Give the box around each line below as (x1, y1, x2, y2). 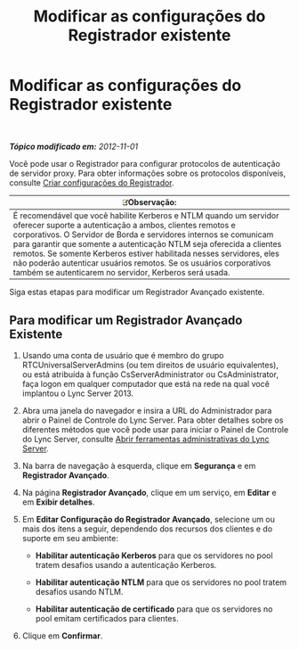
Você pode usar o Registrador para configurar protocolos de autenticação (9, 158, 280, 169)
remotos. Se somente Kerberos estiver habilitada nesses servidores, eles (12, 248, 280, 259)
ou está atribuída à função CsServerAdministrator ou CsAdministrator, (21, 369, 279, 380)
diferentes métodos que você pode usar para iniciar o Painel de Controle (21, 424, 289, 434)
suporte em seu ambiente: (21, 533, 118, 543)
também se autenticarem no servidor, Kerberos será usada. (12, 267, 230, 277)
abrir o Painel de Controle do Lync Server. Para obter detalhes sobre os (21, 415, 284, 425)
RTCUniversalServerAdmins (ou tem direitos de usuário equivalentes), (21, 359, 279, 370)
